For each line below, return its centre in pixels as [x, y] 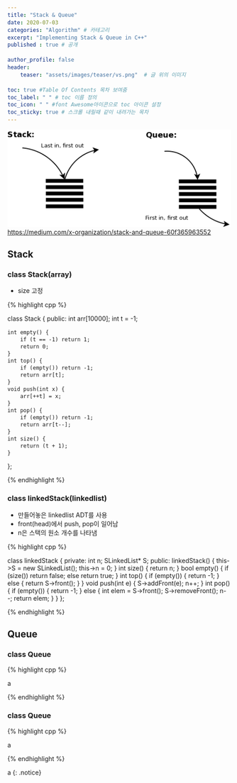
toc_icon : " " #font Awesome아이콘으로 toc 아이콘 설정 [84, 105]
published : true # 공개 [43, 45]
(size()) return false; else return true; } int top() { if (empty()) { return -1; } [114, 575]
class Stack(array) [40, 274]
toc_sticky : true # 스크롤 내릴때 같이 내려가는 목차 [78, 112]
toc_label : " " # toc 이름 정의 [52, 97]
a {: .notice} [24, 772]
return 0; [35, 347]
